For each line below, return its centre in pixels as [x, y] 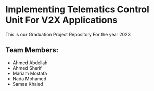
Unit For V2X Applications [61, 20]
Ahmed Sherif [27, 68]
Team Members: [32, 50]
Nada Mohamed [30, 79]
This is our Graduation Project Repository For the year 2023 [68, 34]
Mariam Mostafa [30, 73]
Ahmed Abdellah [30, 63]
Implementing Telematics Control [77, 9]
